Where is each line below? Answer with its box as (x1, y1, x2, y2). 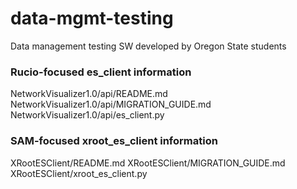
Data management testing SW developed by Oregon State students (10, 40, 287, 52)
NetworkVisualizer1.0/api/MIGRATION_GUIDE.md (10, 98, 212, 111)
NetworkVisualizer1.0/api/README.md (10, 88, 168, 100)
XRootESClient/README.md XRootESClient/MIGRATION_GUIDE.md (10, 157, 286, 169)
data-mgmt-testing (10, 7, 174, 30)
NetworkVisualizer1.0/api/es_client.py (10, 109, 165, 121)
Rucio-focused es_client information (10, 65, 192, 79)
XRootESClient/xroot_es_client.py (10, 167, 148, 179)
